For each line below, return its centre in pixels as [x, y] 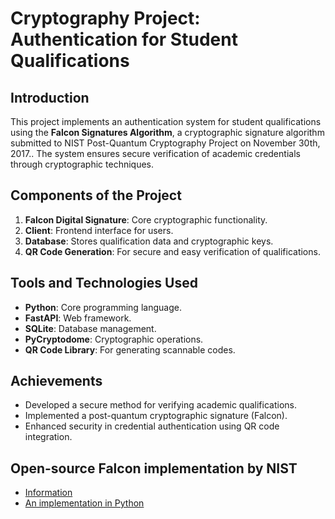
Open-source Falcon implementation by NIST [154, 468]
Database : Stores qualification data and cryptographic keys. [149, 241]
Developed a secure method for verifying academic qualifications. [160, 405]
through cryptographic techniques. [82, 164]
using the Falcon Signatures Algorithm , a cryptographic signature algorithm [167, 132]
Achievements [56, 381]
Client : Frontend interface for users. [99, 230]
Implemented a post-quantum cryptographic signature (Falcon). [156, 416]
